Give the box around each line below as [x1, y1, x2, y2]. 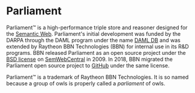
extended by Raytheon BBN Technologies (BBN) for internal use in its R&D [6, 43, 189, 50]
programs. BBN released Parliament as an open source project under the [6, 49, 186, 56]
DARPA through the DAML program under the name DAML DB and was [6, 36, 181, 44]
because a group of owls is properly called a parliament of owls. [6, 79, 166, 87]
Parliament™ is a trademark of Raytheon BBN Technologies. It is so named [6, 73, 189, 80]
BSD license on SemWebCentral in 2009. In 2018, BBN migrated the [6, 55, 173, 63]
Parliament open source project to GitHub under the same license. [6, 61, 170, 69]
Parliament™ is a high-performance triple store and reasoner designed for [6, 24, 188, 31]
